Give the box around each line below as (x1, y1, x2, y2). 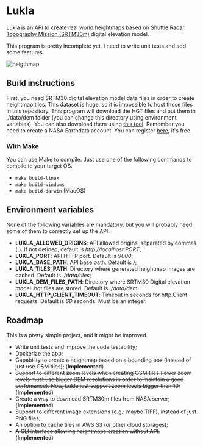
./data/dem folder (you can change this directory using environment (6, 113, 177, 121)
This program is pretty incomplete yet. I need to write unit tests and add (6, 42, 187, 49)
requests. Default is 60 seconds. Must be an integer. (15, 297, 148, 305)
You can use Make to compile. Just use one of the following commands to (6, 156, 192, 163)
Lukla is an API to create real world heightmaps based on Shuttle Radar (6, 24, 185, 31)
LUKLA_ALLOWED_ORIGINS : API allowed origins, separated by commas (15, 239, 197, 246)
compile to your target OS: (6, 162, 73, 170)
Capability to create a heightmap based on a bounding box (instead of (15, 356, 191, 363)
